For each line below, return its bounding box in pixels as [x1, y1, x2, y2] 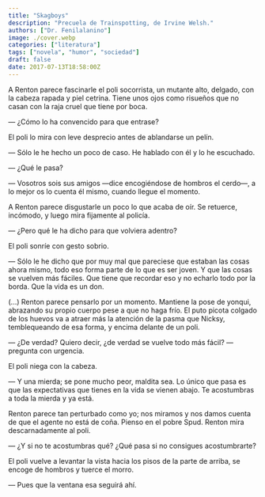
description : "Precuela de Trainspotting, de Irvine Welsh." [8, 19, 214, 27]
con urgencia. [39, 346, 85, 355]
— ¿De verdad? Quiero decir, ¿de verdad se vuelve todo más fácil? [8, 337, 225, 347]
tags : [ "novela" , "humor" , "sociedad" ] [8, 48, 140, 56]
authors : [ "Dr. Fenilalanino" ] [8, 26, 112, 34]
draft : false [8, 56, 51, 64]
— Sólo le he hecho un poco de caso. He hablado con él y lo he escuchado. [8, 147, 256, 157]
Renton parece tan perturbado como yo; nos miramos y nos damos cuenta [8, 408, 252, 418]
